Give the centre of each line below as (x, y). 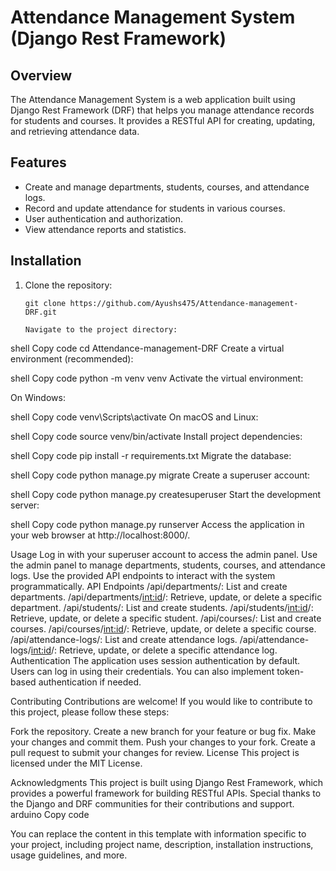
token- (290, 671)
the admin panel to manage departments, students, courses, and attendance (168, 565)
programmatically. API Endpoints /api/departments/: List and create (149, 586)
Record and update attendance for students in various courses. (155, 208)
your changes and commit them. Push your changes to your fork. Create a (163, 742)
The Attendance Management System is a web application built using (153, 99)
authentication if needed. (90, 682)
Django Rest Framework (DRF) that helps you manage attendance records (162, 110)
